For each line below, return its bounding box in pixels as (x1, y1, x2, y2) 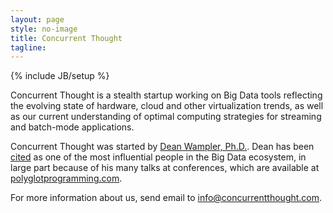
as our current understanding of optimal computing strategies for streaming (10, 111, 322, 123)
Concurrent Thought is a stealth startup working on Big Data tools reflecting (10, 89, 323, 101)
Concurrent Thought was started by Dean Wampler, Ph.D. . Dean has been (10, 141, 315, 153)
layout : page (10, 14, 65, 25)
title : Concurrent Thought (10, 33, 123, 43)
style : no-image (10, 24, 78, 34)
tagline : (10, 42, 47, 53)
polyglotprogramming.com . (10, 172, 123, 185)
